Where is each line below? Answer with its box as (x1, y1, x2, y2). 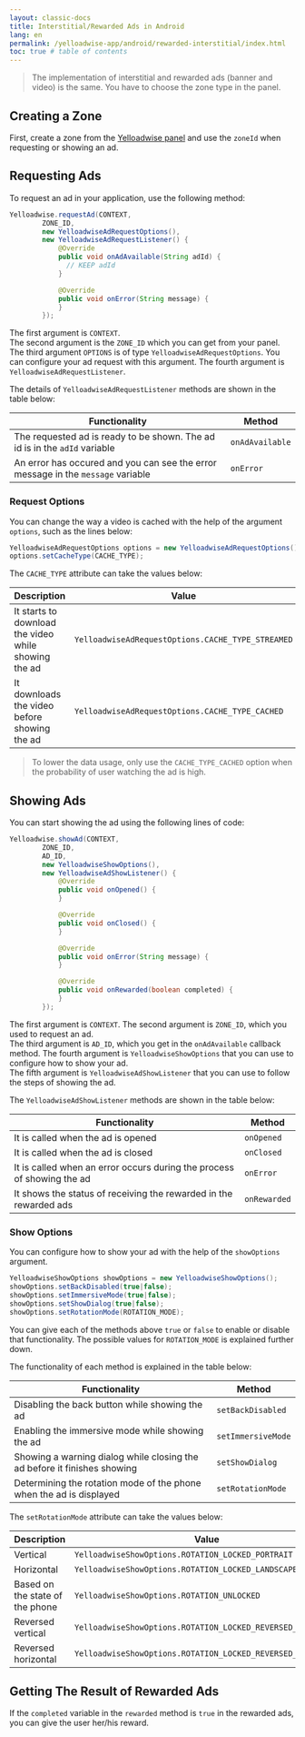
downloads (14, 688, 62, 701)
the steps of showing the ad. (9, 1076, 116, 1087)
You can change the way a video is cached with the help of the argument (9, 516, 283, 527)
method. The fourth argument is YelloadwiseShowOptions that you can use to (9, 1047, 294, 1058)
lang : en (9, 30, 43, 39)
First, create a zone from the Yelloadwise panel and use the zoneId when (9, 132, 281, 143)
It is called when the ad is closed (14, 1146, 152, 1158)
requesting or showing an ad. (9, 142, 119, 153)
